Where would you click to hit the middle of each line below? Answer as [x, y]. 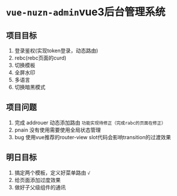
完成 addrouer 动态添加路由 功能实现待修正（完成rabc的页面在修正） [90, 122]
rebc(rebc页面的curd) [40, 58]
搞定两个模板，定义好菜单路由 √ [52, 173]
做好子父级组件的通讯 [40, 187]
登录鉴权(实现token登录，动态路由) [56, 51]
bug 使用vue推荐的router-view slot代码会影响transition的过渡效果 [93, 137]
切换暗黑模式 [30, 87]
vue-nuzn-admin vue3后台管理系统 [86, 12]
